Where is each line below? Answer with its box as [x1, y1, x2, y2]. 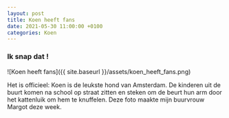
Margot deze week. [7, 102, 62, 110]
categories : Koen [7, 29, 57, 36]
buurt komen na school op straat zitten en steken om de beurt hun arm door [7, 88, 222, 96]
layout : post [7, 10, 45, 17]
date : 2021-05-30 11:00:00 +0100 [7, 23, 103, 29]
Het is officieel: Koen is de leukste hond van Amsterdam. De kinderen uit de [7, 80, 221, 89]
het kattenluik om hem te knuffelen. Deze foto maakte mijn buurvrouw [7, 95, 205, 104]
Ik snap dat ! [7, 52, 50, 62]
